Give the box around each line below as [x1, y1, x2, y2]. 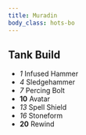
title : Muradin [8, 11, 58, 20]
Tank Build [8, 48, 61, 62]
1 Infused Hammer [19, 69, 79, 79]
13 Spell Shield [19, 103, 67, 112]
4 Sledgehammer [19, 77, 76, 87]
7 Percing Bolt [19, 86, 65, 96]
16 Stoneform [19, 111, 63, 121]
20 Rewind [19, 119, 55, 129]
